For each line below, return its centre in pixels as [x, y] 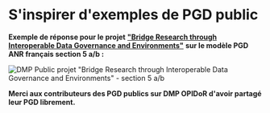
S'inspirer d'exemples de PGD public [133, 15]
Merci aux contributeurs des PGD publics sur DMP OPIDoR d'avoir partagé [135, 93]
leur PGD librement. [42, 102]
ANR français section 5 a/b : [56, 54]
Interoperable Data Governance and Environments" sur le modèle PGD [129, 45]
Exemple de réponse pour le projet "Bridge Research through [113, 37]
